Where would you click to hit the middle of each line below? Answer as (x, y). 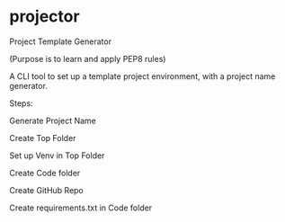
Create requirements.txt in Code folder (81, 208)
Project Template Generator (61, 41)
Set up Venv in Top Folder (57, 155)
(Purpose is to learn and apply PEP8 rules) (88, 58)
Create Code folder (45, 173)
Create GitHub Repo (46, 190)
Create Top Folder (43, 138)
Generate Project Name (53, 120)
